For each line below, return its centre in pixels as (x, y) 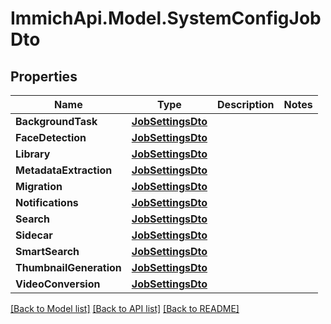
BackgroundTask (56, 121)
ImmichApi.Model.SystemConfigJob (166, 18)
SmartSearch (47, 251)
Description (246, 104)
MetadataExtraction (64, 170)
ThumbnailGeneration (68, 267)
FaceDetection (51, 137)
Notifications (47, 202)
